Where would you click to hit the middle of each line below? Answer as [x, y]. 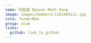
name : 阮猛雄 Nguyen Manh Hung [37, 10]
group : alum [17, 23]
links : [12, 28]
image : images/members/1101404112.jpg [45, 14]
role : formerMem [22, 19]
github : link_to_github [34, 33]
